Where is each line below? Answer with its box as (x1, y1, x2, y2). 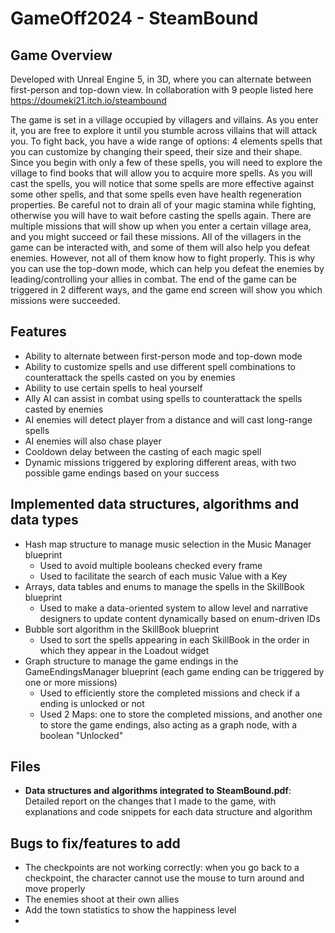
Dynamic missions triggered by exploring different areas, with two (24, 456, 297, 468)
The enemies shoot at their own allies (24, 893, 180, 906)
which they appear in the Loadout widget (39, 644, 210, 656)
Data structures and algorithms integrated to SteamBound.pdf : (24, 785, 292, 797)
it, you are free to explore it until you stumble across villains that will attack (10, 125, 318, 136)
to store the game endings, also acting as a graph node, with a (39, 718, 298, 731)
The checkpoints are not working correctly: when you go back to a (24, 862, 300, 874)
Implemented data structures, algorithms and (10, 496, 300, 513)
